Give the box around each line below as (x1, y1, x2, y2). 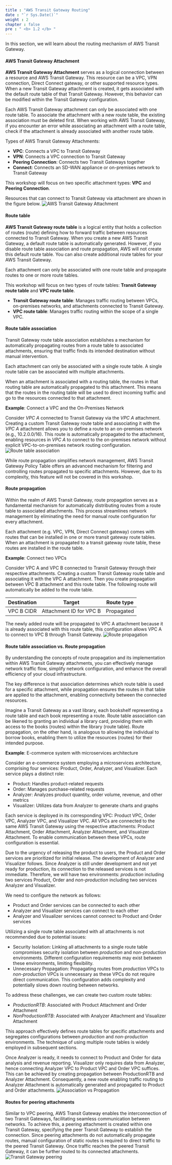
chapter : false (5, 22, 40, 27)
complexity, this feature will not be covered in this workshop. (5, 473, 134, 480)
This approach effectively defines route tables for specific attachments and (5, 1028, 164, 1034)
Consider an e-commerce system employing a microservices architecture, (5, 760, 162, 766)
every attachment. (5, 519, 44, 525)
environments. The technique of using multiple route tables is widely (5, 1039, 149, 1045)
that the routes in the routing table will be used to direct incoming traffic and (5, 389, 166, 396)
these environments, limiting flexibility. (12, 960, 94, 966)
